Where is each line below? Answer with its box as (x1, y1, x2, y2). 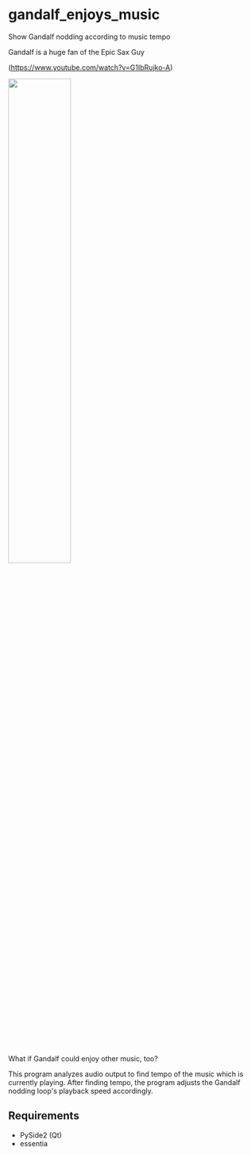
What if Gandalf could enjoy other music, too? (8, 1053, 159, 1063)
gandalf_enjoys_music (8, 6, 160, 24)
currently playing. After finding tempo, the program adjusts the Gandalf (8, 1077, 241, 1087)
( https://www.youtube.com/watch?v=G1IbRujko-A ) (8, 62, 173, 72)
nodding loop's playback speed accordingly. (8, 1086, 153, 1095)
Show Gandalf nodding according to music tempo (8, 32, 171, 41)
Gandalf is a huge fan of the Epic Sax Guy (8, 47, 145, 56)
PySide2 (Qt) (19, 1130, 62, 1140)
